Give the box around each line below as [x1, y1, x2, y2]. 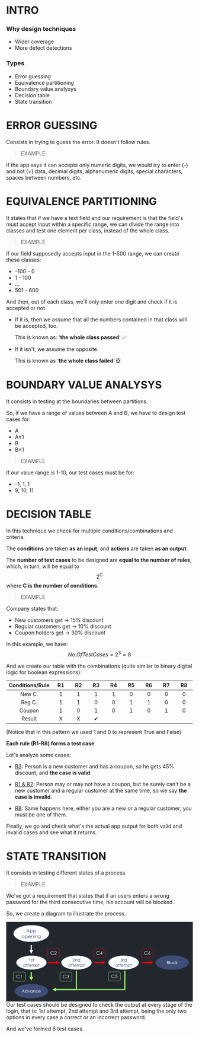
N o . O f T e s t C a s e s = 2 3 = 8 [68, 650, 131, 658]
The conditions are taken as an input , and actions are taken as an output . [6, 545, 188, 552]
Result [21, 715, 37, 722]
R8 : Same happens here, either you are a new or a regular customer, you [14, 805, 192, 812]
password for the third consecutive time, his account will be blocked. [6, 898, 175, 905]
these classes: [6, 256, 41, 263]
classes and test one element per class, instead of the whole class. [6, 226, 170, 234]
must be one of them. [14, 811, 68, 818]
